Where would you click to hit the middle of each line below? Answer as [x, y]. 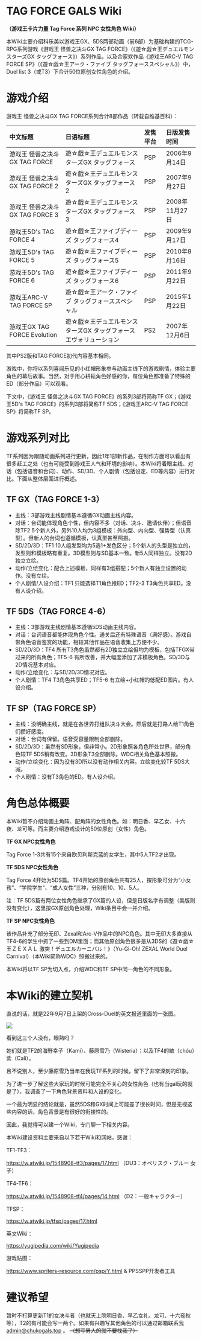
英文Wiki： [20, 1234]
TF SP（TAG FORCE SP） [54, 708]
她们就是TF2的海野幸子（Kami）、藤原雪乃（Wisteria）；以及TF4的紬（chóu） [100, 1051]
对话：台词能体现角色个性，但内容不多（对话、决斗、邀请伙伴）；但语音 [103, 523]
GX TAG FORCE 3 [34, 214]
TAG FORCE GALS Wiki [64, 11]
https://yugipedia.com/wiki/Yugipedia [53, 1246]
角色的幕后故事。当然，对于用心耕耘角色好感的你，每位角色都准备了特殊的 [98, 376]
